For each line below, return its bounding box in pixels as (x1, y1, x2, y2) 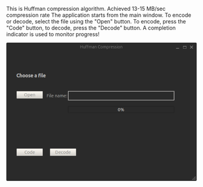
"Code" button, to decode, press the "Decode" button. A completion (6, 24, 176, 31)
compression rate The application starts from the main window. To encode (6, 11, 192, 19)
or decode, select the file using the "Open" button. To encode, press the (6, 18, 186, 25)
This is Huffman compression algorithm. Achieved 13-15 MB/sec (6, 5, 166, 12)
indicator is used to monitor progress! (6, 31, 100, 38)
